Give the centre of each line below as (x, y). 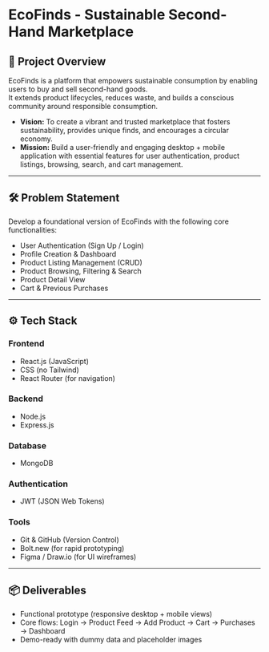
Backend (26, 399)
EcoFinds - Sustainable (87, 15)
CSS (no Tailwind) (50, 370)
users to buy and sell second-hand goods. (78, 89)
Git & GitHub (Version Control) (69, 540)
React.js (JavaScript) (54, 361)
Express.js (37, 425)
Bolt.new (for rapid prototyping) (72, 548)
